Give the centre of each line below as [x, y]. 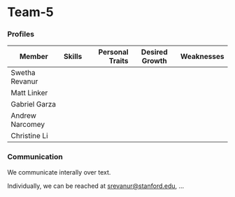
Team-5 [30, 12]
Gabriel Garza [34, 104]
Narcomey [28, 125]
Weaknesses [202, 57]
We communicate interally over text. [59, 172]
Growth [154, 61]
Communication [35, 157]
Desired [154, 52]
